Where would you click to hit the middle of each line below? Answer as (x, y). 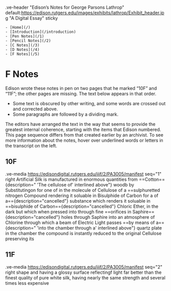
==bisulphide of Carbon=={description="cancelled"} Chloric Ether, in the (82, 206)
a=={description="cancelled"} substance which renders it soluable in (78, 201)
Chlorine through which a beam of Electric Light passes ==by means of (80, 222)
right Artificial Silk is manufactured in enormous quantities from (72, 179)
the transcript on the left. (31, 145)
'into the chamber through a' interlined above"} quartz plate (99, 228)
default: (13, 13)
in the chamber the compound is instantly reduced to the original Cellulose (83, 233)
